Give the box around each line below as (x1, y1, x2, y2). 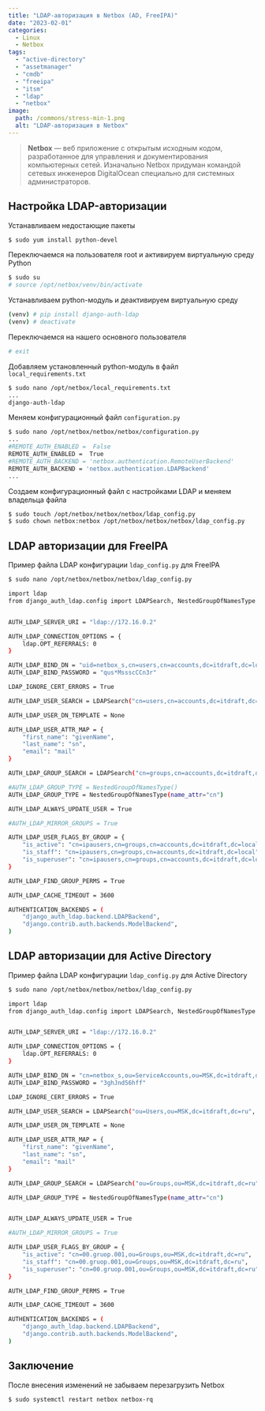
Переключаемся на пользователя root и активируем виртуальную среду (8, 250, 255, 260)
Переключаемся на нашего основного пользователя (8, 332, 187, 342)
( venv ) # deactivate (8, 318, 77, 326)
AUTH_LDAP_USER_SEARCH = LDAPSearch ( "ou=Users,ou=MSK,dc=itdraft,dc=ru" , (8, 1107, 256, 1115)
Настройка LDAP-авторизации (8, 200, 167, 213)
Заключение (8, 1359, 74, 1373)
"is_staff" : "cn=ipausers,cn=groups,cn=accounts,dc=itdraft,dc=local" (22, 848, 259, 856)
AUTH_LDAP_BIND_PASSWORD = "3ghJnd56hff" (8, 1079, 147, 1087)
